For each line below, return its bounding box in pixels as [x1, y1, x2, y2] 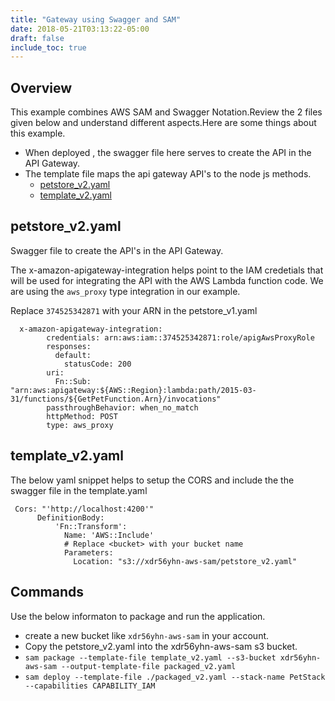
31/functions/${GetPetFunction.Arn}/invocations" [10, 394, 222, 404]
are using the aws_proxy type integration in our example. [10, 285, 241, 297]
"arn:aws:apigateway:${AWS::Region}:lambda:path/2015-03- [10, 385, 257, 395]
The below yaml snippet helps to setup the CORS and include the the [10, 474, 295, 486]
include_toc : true [10, 42, 87, 53]
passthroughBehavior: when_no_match [46, 402, 199, 413]
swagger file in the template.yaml [10, 484, 148, 496]
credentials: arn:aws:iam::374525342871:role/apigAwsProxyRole [46, 332, 315, 343]
